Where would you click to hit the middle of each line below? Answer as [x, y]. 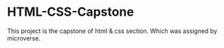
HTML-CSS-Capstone [70, 12]
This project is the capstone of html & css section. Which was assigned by [112, 31]
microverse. [24, 38]
